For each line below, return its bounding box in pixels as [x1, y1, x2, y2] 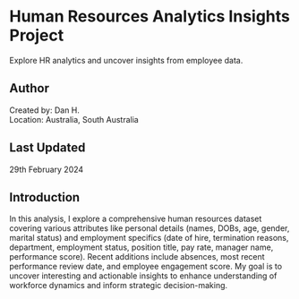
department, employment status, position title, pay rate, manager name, [9, 242, 274, 252]
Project [9, 25, 64, 46]
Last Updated [9, 141, 86, 156]
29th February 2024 [9, 164, 84, 175]
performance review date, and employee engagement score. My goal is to [9, 261, 283, 272]
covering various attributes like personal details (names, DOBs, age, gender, [9, 223, 290, 234]
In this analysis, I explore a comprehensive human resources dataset [9, 213, 262, 225]
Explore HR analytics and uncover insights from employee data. [9, 55, 243, 65]
